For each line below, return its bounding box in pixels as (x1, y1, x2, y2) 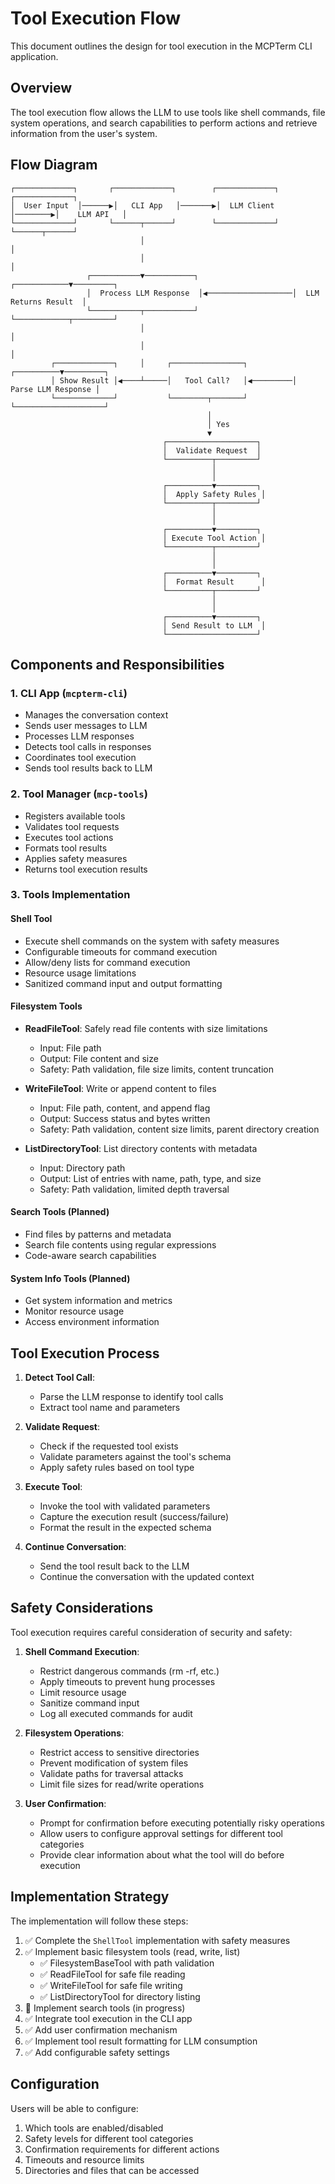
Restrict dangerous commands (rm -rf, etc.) (39, 1665, 220, 1677)
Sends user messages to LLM (24, 720, 148, 732)
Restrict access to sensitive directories (39, 1746, 200, 1758)
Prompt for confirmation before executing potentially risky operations (39, 1817, 325, 1829)
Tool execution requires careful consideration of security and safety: (10, 1626, 293, 1638)
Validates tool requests (24, 820, 120, 832)
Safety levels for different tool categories (24, 2132, 194, 2144)
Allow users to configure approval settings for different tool (39, 1827, 283, 1839)
